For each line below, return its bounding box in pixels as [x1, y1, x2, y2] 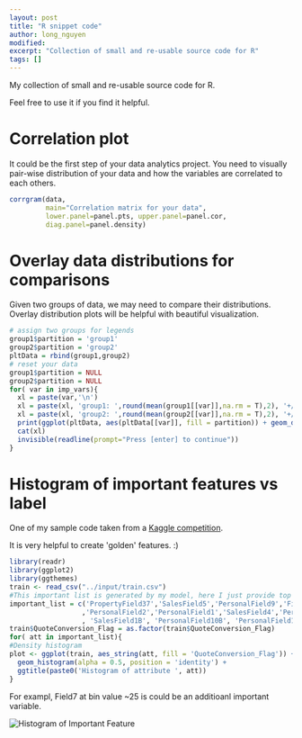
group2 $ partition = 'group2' [9, 343, 119, 352]
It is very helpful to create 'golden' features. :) [9, 540, 179, 551]
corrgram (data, [9, 194, 67, 203]
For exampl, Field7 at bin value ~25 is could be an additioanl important [9, 690, 270, 702]
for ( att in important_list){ [9, 633, 123, 642]
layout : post [9, 13, 58, 22]
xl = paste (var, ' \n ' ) [17, 393, 99, 402]
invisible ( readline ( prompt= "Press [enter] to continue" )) [17, 435, 240, 444]
